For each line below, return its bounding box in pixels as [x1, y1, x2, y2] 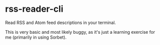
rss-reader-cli [5, 3, 64, 15]
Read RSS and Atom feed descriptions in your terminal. [5, 20, 116, 25]
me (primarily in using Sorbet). [5, 34, 67, 40]
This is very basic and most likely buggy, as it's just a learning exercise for [5, 29, 156, 35]
